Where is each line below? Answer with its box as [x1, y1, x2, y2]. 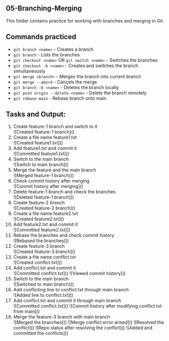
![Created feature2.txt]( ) [13, 216, 65, 222]
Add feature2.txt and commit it [13, 221, 78, 227]
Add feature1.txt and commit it [13, 145, 77, 152]
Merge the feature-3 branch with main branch [13, 314, 110, 320]
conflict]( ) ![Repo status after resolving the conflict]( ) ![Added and [13, 325, 153, 331]
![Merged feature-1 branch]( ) [13, 173, 74, 179]
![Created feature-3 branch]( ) [13, 248, 76, 255]
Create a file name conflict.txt [13, 254, 76, 260]
